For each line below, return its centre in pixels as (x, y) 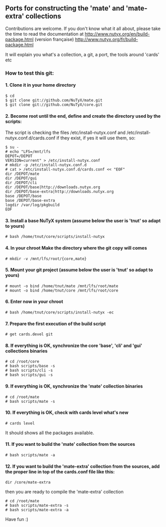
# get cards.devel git (29, 334)
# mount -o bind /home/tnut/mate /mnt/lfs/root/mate (62, 286)
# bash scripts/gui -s (29, 375)
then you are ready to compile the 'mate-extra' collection (64, 492)
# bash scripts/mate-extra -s (37, 506)
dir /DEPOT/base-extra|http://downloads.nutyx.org (60, 192)
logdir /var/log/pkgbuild (32, 205)
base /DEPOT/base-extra (30, 201)
